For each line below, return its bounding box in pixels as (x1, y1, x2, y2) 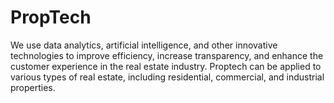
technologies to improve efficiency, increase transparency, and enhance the (10, 49, 324, 61)
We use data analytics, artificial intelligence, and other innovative (10, 39, 278, 51)
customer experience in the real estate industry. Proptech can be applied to (10, 60, 322, 72)
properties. (10, 81, 56, 93)
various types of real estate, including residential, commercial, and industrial (10, 71, 325, 83)
